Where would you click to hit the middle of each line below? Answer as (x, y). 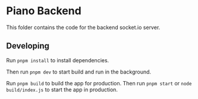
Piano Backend (44, 11)
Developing (28, 46)
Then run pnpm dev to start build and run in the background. (79, 72)
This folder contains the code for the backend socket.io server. (83, 27)
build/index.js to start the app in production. (62, 90)
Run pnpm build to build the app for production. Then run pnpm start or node (99, 83)
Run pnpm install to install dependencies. (58, 60)
